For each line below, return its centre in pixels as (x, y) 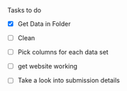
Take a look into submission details (69, 80)
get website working (48, 66)
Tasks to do (24, 10)
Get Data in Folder (44, 24)
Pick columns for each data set (63, 52)
